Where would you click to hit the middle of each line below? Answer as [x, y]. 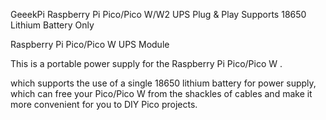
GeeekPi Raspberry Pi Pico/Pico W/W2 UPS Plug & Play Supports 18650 [158, 14]
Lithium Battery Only [52, 25]
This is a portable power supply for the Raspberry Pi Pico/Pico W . [146, 63]
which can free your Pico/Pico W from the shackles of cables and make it [161, 93]
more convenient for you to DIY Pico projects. [104, 104]
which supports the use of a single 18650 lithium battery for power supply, [163, 83]
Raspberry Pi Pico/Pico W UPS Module [90, 44]
